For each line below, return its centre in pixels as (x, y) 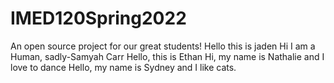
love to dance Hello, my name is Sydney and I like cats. (123, 67)
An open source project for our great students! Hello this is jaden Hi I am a (163, 46)
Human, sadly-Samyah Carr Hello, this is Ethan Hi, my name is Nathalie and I (167, 56)
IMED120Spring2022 (98, 18)
